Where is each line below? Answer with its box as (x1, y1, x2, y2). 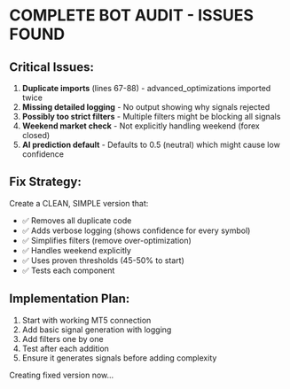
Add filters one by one (21, 333, 104, 344)
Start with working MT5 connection (21, 315, 152, 325)
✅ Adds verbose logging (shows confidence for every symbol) (21, 225, 251, 236)
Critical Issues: (9, 59, 95, 74)
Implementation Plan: (9, 292, 130, 307)
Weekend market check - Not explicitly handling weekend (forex (21, 121, 260, 131)
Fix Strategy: (9, 175, 82, 190)
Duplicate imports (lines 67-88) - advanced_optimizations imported (21, 83, 271, 93)
